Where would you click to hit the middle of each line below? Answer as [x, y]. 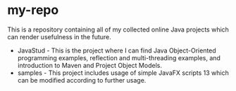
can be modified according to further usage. [82, 80]
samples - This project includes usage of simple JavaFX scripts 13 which [123, 73]
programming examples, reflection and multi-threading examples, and [119, 57]
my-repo [33, 10]
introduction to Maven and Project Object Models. [89, 65]
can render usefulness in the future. [59, 36]
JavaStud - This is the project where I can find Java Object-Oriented [117, 50]
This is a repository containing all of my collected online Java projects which [118, 29]
